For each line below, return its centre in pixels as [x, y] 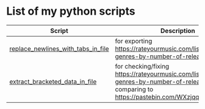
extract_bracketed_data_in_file [53, 81]
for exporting [134, 41]
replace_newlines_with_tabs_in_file [59, 48]
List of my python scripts [71, 11]
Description [178, 31]
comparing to [134, 89]
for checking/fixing [142, 66]
